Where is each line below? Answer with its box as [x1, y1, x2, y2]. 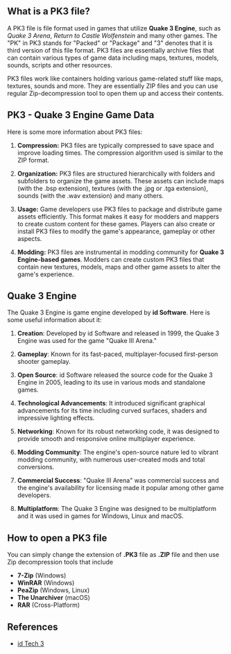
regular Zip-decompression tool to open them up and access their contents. [7, 89, 224, 97]
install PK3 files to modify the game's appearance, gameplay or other [17, 227, 216, 235]
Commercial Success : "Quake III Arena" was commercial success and [17, 476, 219, 485]
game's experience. [17, 270, 74, 278]
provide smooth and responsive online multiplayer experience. [17, 435, 196, 443]
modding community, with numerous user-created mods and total [17, 455, 205, 464]
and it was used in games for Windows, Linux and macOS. [17, 512, 184, 520]
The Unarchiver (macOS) [17, 594, 90, 602]
